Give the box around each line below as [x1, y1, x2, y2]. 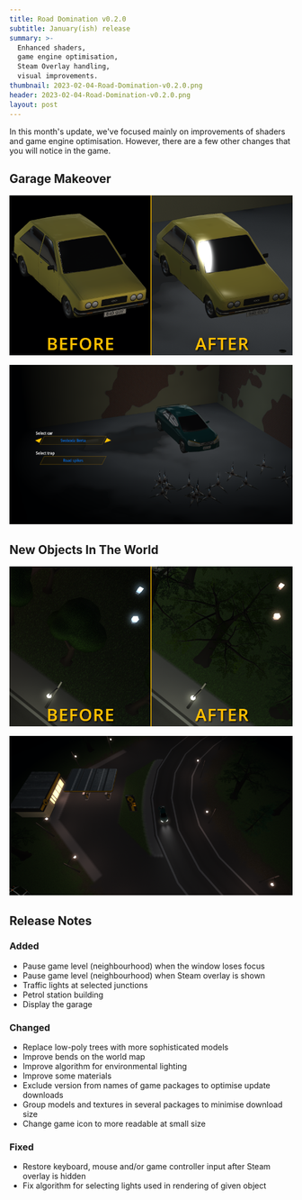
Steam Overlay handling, [17, 62, 111, 71]
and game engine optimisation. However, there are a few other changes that [9, 135, 290, 146]
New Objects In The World [9, 541, 159, 558]
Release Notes [9, 913, 93, 928]
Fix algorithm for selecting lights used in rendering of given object [22, 1180, 267, 1191]
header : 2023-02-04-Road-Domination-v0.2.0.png [9, 90, 191, 99]
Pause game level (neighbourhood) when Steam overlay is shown [22, 969, 266, 981]
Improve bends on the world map [22, 1051, 146, 1062]
